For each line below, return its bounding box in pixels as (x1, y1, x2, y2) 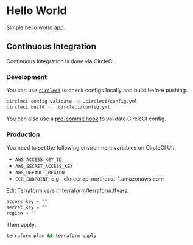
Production (6, 130, 40, 139)
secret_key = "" (6, 204, 47, 210)
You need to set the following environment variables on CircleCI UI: (6, 144, 175, 151)
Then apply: (6, 221, 37, 228)
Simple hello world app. (6, 24, 66, 31)
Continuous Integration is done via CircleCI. (6, 57, 116, 64)
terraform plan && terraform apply (6, 232, 97, 239)
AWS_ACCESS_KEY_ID (15, 157, 62, 163)
